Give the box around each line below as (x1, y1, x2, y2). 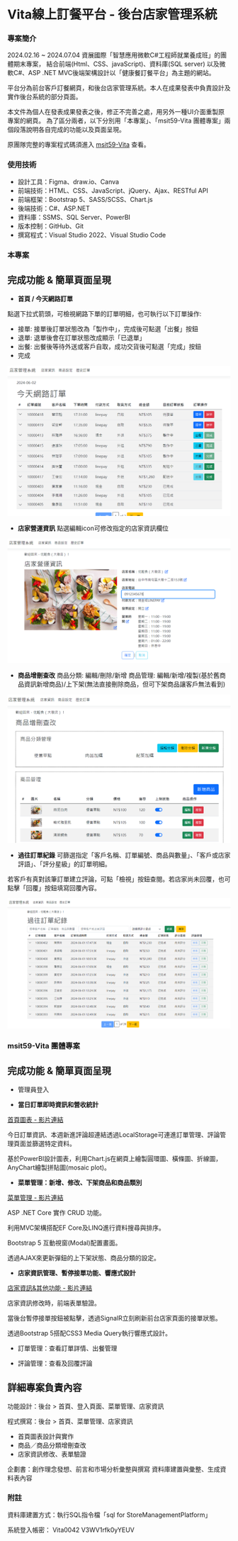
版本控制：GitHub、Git (17, 221, 84, 230)
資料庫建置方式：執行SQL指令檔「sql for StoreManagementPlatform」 (7, 1511, 212, 1519)
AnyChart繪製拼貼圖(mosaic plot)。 (7, 1163, 111, 1172)
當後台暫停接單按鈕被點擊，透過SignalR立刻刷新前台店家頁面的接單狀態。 (7, 1313, 222, 1322)
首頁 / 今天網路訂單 (17, 294, 73, 303)
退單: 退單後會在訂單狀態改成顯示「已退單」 (17, 333, 146, 342)
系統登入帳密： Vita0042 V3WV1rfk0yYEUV (7, 1525, 135, 1534)
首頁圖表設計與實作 (17, 1432, 74, 1440)
